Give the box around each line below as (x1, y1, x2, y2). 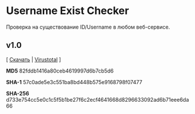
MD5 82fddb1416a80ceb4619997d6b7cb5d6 (6, 67, 114, 74)
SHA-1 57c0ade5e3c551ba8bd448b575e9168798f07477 (6, 78, 142, 85)
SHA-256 (6, 89, 29, 97)
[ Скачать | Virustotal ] (6, 56, 61, 63)
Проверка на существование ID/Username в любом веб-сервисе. (6, 23, 170, 30)
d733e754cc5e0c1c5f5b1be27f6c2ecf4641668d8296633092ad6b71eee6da (6, 96, 189, 103)
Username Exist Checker (6, 4, 129, 18)
